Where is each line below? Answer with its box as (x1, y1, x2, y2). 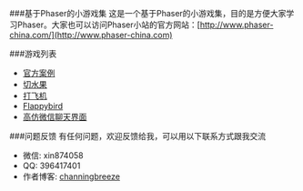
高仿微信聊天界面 (22, 112, 87, 122)
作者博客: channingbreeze (22, 171, 121, 182)
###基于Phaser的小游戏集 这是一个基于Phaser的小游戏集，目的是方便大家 (9, 8, 287, 18)
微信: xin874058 (22, 150, 84, 161)
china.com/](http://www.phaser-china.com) (9, 30, 173, 40)
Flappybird (22, 101, 64, 111)
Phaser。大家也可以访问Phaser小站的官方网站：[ (16, 19, 200, 30)
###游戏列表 (9, 48, 57, 59)
